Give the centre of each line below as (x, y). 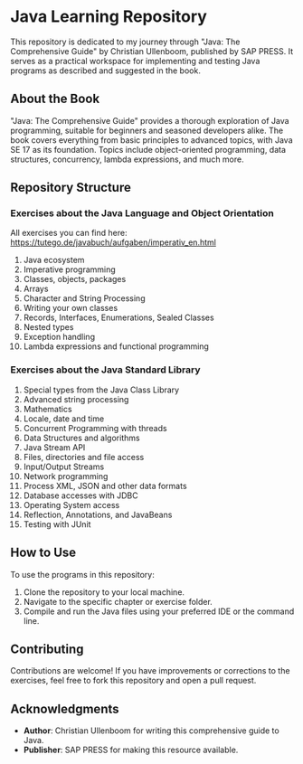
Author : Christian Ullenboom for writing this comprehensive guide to (151, 731)
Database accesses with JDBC (80, 495)
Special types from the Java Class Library (101, 390)
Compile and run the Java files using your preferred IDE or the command (159, 611)
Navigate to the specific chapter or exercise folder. (118, 601)
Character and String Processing (84, 298)
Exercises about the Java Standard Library (106, 370)
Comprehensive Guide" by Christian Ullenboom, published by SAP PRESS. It (152, 51)
